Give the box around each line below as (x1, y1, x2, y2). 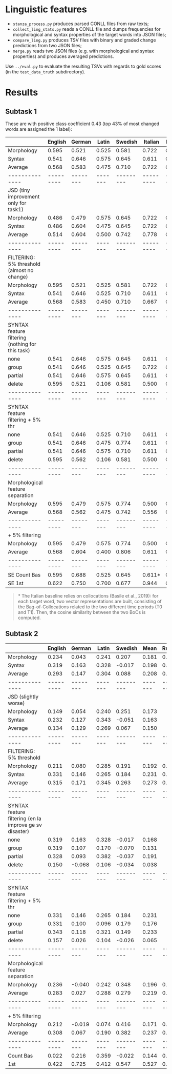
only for (8, 199, 27, 206)
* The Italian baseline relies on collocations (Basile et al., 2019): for (17, 592, 159, 599)
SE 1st (8, 580, 24, 587)
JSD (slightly (8, 693, 39, 700)
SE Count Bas (8, 571, 41, 578)
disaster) (8, 827, 30, 834)
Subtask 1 (5, 107, 37, 116)
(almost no (8, 267, 34, 274)
